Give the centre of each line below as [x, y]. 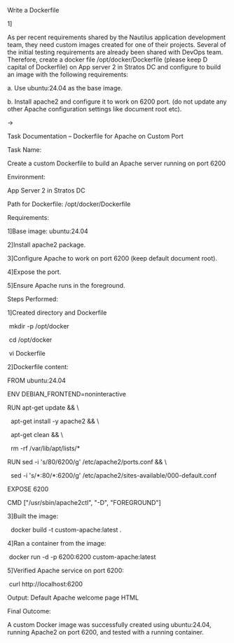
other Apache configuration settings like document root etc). [95, 109]
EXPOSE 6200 [28, 489]
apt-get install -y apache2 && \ [55, 421]
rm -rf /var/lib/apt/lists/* [45, 448]
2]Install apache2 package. [47, 245]
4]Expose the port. [34, 272]
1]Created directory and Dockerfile [57, 312]
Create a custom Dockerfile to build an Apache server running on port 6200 [117, 163]
